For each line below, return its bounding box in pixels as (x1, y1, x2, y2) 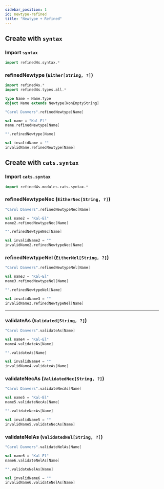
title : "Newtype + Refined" (5, 16, 62, 21)
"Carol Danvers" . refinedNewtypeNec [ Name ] (5, 207, 91, 212)
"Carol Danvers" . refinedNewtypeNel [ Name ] (5, 265, 91, 270)
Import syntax (5, 49, 38, 56)
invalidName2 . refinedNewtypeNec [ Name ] (5, 243, 84, 247)
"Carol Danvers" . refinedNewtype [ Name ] (5, 110, 84, 114)
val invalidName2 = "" (5, 238, 51, 243)
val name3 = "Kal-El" (5, 274, 49, 279)
